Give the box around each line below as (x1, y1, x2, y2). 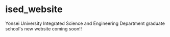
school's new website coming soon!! (5, 25, 82, 31)
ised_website (5, 4, 63, 15)
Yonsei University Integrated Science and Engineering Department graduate (5, 20, 165, 26)
